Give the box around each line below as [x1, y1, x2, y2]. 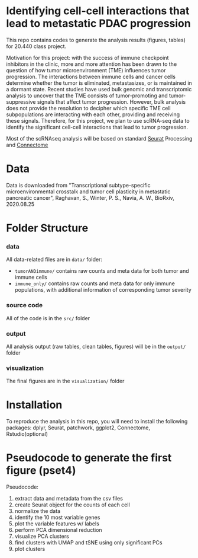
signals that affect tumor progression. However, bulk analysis [37, 98, 186, 105]
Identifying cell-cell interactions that [6, 4, 190, 18]
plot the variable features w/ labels [14, 520, 99, 527]
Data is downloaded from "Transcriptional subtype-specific [6, 181, 151, 189]
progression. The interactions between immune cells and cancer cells [6, 73, 176, 80]
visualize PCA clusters [14, 533, 69, 540]
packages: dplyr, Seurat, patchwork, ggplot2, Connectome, [6, 424, 151, 431]
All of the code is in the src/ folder [6, 314, 90, 321]
